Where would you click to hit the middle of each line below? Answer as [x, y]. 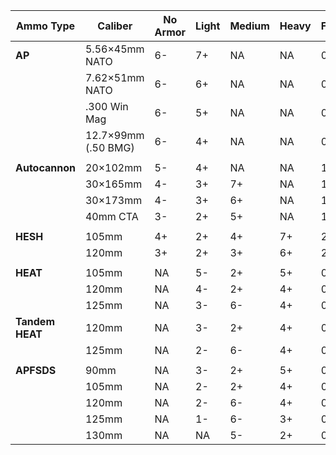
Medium [249, 26]
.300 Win [106, 106]
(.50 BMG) [109, 147]
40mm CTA [111, 216]
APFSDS [36, 370]
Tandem [35, 321]
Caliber [115, 26]
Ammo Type [45, 26]
